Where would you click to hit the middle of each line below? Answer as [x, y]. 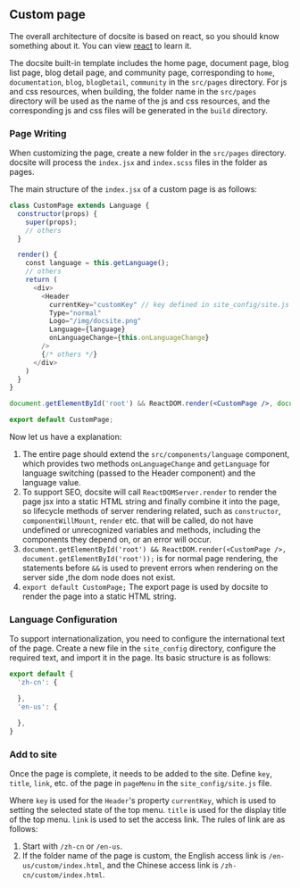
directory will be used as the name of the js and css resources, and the [140, 101]
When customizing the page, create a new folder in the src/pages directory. [148, 153]
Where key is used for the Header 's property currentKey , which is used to [143, 800]
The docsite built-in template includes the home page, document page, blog [149, 62]
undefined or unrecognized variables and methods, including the [141, 530]
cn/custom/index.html [62, 875]
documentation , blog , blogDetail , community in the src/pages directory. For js [148, 82]
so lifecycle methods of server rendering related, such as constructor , [151, 511]
